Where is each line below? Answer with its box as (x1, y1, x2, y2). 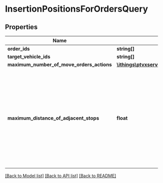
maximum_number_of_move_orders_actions (7, 61, 113, 68)
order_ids (7, 45, 30, 52)
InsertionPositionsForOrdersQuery (5, 3, 148, 15)
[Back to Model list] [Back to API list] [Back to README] (5, 173, 116, 179)
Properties (5, 23, 38, 31)
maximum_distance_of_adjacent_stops (7, 115, 99, 121)
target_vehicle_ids (7, 54, 50, 60)
